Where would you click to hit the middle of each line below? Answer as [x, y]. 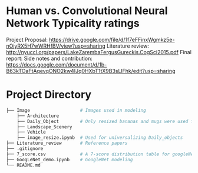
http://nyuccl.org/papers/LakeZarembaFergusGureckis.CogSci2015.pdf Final [99, 52]
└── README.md [24, 165]
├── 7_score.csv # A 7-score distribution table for [88, 154]
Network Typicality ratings [73, 23]
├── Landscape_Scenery [44, 127]
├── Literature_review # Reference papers [67, 143]
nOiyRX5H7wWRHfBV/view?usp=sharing [56, 46]
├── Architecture [38, 116]
